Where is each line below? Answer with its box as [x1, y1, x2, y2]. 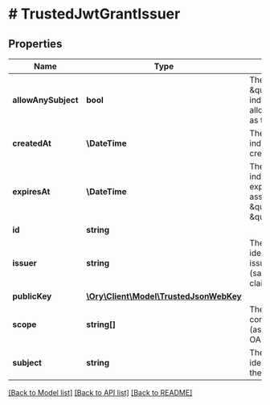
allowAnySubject [12, 94, 79, 105]
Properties [8, 37, 63, 51]
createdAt [12, 138, 52, 149]
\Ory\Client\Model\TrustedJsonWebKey [86, 291, 243, 302]
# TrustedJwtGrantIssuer [8, 5, 181, 23]
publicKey [12, 291, 52, 302]
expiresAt [12, 186, 51, 197]
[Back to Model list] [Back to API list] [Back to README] [8, 388, 193, 397]
